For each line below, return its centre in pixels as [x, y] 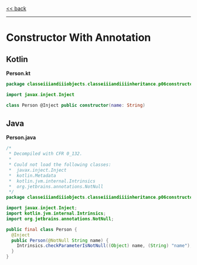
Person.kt [18, 73]
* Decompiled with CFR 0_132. [45, 154]
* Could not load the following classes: [60, 165]
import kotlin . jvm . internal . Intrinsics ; [56, 213]
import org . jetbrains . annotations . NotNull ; [60, 219]
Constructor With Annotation [79, 38]
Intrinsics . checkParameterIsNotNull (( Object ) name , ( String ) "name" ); [105, 246]
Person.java [21, 138]
